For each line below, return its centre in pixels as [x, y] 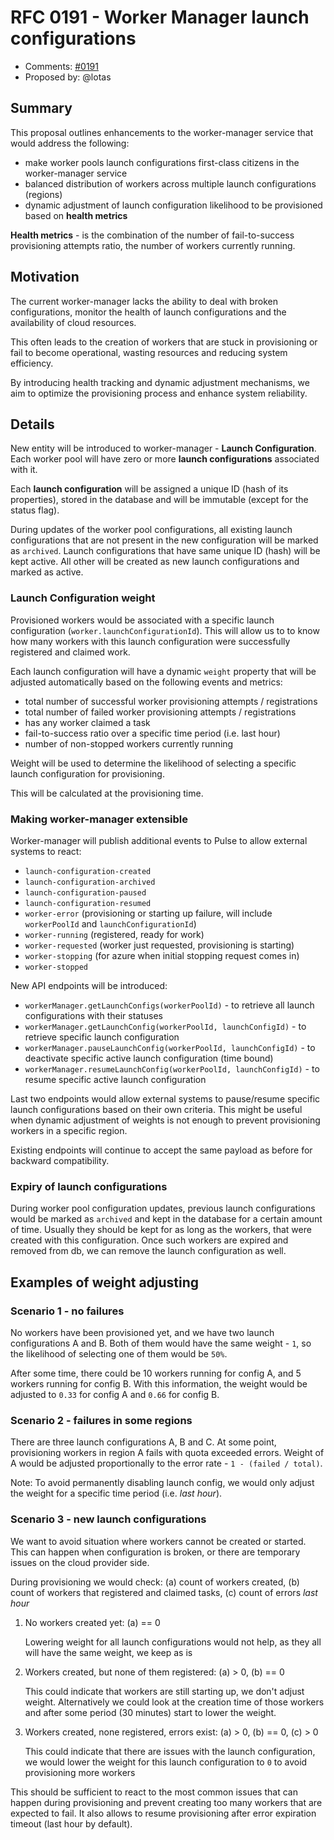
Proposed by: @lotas [68, 77]
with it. [24, 470]
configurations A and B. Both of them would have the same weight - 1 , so [161, 1343]
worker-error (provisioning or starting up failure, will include [148, 913]
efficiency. [32, 363]
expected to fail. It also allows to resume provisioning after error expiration [163, 1813]
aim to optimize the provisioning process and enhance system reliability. [159, 393]
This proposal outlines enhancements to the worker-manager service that [162, 132]
